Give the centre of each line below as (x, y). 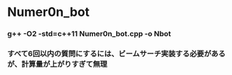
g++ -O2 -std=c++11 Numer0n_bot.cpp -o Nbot (89, 34)
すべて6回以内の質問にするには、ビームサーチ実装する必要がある (116, 54)
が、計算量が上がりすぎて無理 (57, 65)
